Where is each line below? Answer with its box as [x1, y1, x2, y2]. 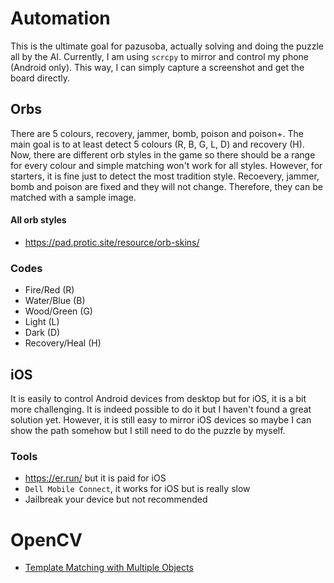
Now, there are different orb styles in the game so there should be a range [10, 148, 316, 161]
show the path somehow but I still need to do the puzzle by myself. [10, 425, 286, 437]
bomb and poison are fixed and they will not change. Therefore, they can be [10, 180, 323, 192]
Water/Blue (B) [24, 295, 86, 307]
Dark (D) [24, 327, 61, 339]
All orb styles [10, 214, 67, 226]
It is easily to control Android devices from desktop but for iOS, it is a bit [10, 393, 307, 405]
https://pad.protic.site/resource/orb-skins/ [24, 236, 200, 248]
